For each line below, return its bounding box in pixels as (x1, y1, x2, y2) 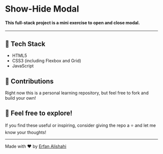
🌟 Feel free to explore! (5, 109, 73, 118)
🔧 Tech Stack (5, 40, 46, 48)
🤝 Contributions (5, 77, 54, 86)
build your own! (5, 95, 36, 101)
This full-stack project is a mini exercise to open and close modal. (5, 19, 140, 25)
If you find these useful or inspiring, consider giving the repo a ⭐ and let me (5, 122, 156, 128)
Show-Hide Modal (5, 3, 79, 15)
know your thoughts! (5, 129, 47, 135)
